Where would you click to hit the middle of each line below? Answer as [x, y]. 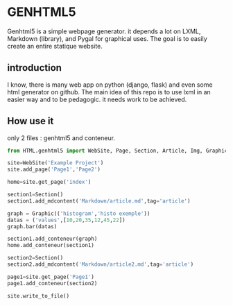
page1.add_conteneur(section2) [52, 283]
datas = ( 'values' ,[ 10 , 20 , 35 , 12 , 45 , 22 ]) [67, 220]
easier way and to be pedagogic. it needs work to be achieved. [97, 99]
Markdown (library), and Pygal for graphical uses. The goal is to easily [107, 38]
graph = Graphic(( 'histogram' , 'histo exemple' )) [79, 213]
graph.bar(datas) [32, 226]
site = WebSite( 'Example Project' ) [55, 163]
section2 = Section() [35, 258]
